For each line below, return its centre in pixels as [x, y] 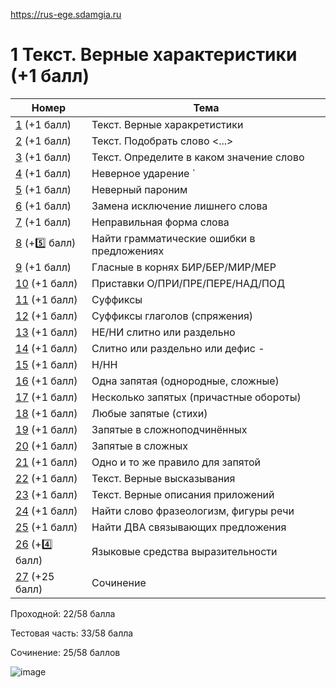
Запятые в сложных [139, 446]
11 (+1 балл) [46, 299]
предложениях [128, 251]
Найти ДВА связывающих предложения [189, 527]
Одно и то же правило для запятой [176, 462]
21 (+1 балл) [46, 462]
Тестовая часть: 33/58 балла [72, 633]
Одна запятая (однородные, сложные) [185, 381]
